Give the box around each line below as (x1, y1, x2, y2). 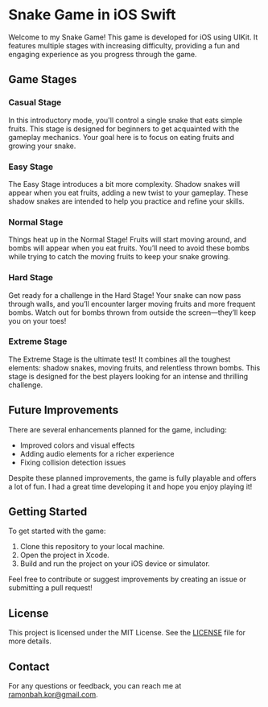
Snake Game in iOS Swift (8, 6, 176, 24)
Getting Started (8, 505, 88, 519)
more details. (8, 636, 52, 646)
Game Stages (8, 72, 77, 86)
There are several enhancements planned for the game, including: (8, 424, 227, 434)
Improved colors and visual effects (19, 440, 135, 450)
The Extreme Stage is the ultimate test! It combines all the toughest (8, 354, 231, 364)
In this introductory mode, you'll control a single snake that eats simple (8, 115, 243, 125)
